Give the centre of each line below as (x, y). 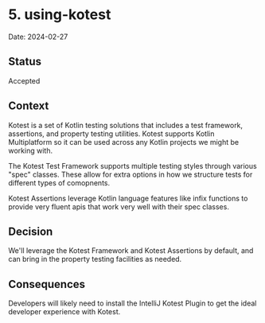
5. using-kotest (60, 15)
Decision (31, 231)
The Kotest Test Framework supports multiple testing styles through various (132, 165)
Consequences (47, 284)
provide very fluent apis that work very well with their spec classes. (119, 206)
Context (29, 106)
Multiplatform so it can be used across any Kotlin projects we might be (124, 142)
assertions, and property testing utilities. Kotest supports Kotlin (111, 134)
